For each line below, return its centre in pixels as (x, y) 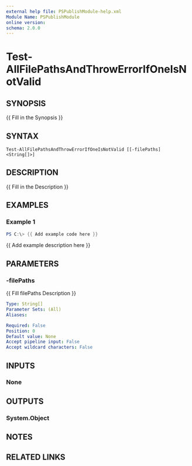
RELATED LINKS (36, 457)
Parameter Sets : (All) (34, 309)
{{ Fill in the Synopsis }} (35, 117)
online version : (26, 22)
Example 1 (21, 222)
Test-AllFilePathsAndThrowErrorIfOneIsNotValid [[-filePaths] (83, 150)
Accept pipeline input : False (43, 342)
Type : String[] (25, 304)
